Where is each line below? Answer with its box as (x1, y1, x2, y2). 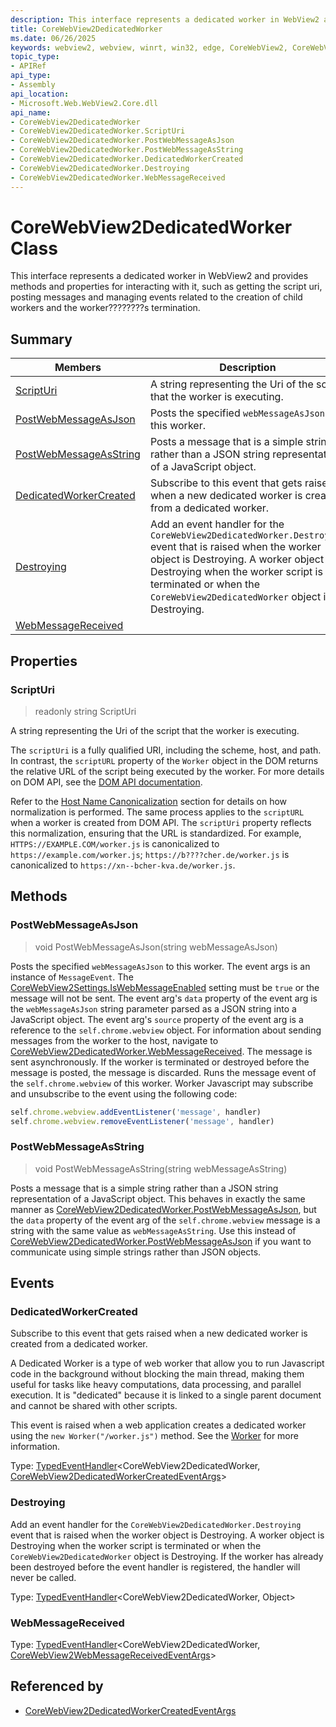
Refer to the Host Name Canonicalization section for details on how (10, 795, 288, 807)
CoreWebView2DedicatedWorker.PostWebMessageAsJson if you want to (10, 1235, 312, 1247)
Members (54, 361, 102, 375)
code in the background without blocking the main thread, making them (10, 1368, 305, 1380)
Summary (10, 331, 73, 348)
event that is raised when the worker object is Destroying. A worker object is (10, 1529, 325, 1541)
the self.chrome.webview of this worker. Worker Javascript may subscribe (10, 1077, 314, 1089)
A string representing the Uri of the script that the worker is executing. (10, 724, 300, 736)
